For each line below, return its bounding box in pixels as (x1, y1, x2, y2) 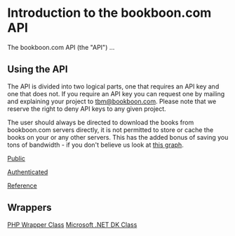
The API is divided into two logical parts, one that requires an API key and (7, 82, 220, 91)
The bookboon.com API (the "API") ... (7, 43, 115, 51)
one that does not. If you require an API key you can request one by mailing (7, 89, 225, 98)
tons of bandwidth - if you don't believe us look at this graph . (7, 140, 184, 149)
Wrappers (7, 202, 52, 214)
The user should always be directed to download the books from (7, 118, 194, 126)
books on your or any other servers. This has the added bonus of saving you (7, 133, 229, 141)
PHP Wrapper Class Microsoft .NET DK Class (7, 220, 137, 229)
